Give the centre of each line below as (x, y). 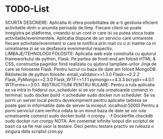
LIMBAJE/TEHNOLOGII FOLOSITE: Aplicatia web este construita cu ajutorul (81, 53)
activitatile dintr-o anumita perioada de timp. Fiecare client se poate (73, 27)
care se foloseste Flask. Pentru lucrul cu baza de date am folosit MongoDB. (81, 69)
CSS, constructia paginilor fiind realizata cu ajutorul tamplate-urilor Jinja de (81, 64)
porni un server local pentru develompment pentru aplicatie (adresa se (76, 100)
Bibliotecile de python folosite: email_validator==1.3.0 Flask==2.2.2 (72, 74)
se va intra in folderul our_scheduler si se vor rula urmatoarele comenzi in (79, 90)
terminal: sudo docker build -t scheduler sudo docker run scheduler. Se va (80, 95)
